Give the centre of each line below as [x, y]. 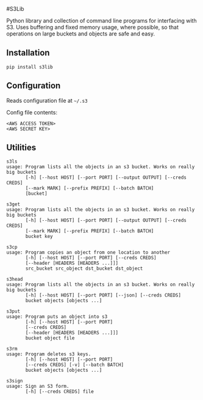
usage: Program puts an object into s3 [57, 317]
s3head [15, 280]
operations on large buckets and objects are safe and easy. [81, 34]
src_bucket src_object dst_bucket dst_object [84, 269]
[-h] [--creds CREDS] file [60, 392]
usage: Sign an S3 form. [38, 387]
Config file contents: [32, 112]
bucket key [39, 237]
